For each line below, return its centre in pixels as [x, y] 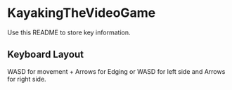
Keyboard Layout [46, 54]
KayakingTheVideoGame [82, 13]
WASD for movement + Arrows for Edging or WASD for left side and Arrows [116, 71]
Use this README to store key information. [69, 32]
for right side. [27, 79]
